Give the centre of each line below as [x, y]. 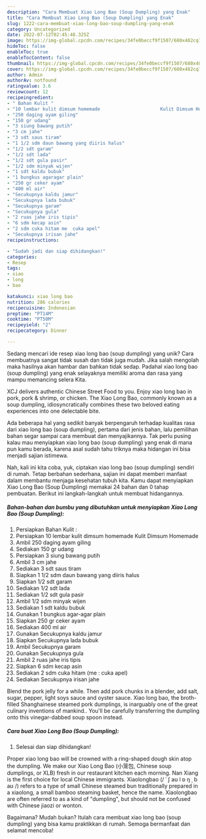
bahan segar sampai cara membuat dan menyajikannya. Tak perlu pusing [99, 435]
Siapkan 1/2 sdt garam [44, 581]
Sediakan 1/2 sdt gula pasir [50, 594]
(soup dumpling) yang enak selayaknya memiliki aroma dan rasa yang [95, 373]
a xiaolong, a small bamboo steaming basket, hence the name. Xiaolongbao [102, 792]
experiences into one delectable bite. [53, 411]
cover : [15, 69]
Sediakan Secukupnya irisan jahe [57, 679]
